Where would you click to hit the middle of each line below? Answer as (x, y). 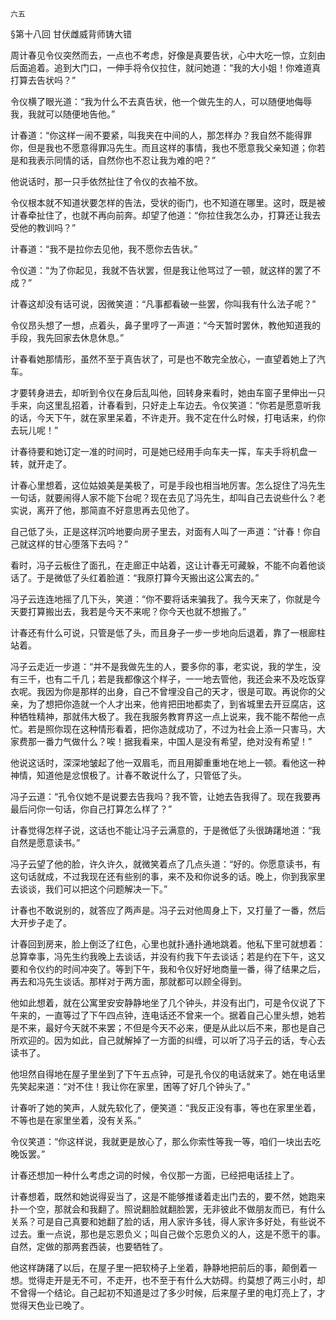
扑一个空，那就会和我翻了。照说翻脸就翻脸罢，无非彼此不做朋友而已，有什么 (168, 1209)
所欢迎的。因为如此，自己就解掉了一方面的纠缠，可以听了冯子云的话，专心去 (168, 1040)
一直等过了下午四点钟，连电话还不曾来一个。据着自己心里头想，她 (180, 1015)
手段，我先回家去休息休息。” (67, 337)
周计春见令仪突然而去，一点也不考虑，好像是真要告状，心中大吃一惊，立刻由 (168, 55)
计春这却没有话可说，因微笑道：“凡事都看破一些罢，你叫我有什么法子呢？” (163, 304)
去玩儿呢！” (34, 430)
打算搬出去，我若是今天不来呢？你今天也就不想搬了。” (137, 611)
